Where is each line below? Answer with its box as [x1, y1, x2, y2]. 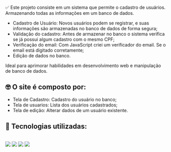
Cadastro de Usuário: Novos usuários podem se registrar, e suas [12, 20, 149, 26]
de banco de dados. [5, 68, 48, 74]
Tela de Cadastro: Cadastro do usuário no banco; [12, 96, 117, 102]
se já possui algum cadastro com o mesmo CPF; [12, 36, 115, 42]
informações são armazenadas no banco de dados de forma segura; [12, 26, 158, 31]
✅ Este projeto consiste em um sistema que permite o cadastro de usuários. [5, 5, 166, 10]
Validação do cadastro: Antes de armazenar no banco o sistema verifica [12, 31, 165, 37]
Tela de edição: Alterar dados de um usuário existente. [12, 107, 129, 113]
